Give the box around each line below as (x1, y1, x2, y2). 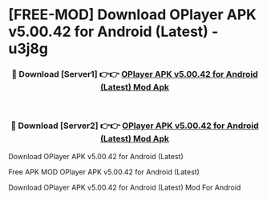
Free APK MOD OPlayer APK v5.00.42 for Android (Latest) (8, 166, 200, 177)
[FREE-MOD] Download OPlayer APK (8, 6, 257, 24)
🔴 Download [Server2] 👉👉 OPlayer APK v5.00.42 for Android (10, 120, 259, 131)
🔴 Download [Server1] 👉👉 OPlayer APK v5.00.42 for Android (11, 69, 258, 80)
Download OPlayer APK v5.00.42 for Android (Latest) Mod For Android (8, 182, 241, 192)
